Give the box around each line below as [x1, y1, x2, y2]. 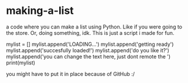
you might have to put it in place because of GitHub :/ [6, 70, 135, 77]
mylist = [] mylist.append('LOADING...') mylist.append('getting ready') [6, 41, 174, 48]
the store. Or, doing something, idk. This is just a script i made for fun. [6, 29, 175, 36]
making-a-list [6, 4, 74, 17]
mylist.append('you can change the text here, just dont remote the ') [6, 53, 171, 60]
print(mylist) [6, 59, 36, 66]
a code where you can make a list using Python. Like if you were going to [6, 23, 183, 30]
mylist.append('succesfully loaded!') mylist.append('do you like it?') [6, 46, 170, 53]
